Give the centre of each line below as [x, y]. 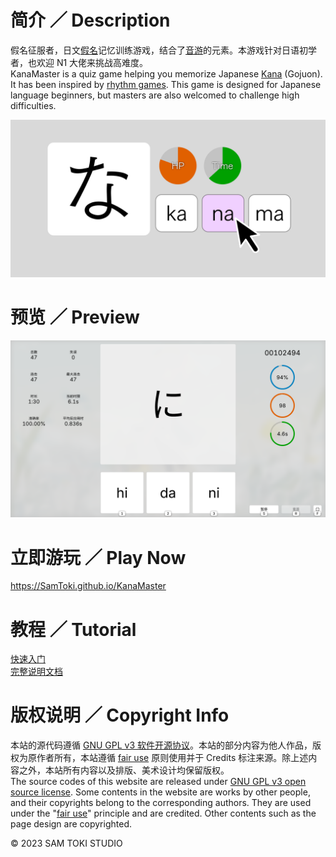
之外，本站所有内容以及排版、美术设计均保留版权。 [124, 770]
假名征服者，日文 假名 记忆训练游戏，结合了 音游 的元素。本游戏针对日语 [155, 50]
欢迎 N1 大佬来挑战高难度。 [92, 62]
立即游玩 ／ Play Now [98, 557]
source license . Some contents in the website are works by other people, [160, 792]
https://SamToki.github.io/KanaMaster [88, 586]
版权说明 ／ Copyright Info [120, 715]
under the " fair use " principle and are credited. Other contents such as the [163, 813]
